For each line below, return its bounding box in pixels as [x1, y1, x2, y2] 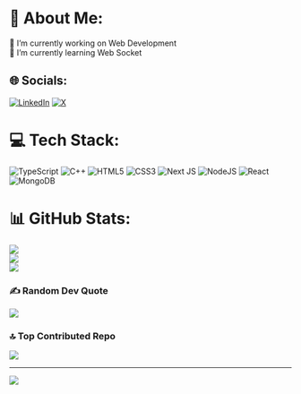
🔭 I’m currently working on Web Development [9, 38, 177, 48]
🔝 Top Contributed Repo [9, 330, 116, 342]
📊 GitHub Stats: [9, 208, 132, 228]
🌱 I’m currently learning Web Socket [9, 47, 142, 57]
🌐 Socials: [9, 73, 68, 89]
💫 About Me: [9, 8, 104, 29]
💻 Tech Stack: [9, 130, 120, 150]
